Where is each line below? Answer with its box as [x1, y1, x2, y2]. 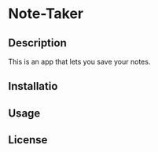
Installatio [8, 80, 58, 93]
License [8, 133, 48, 146]
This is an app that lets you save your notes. [8, 57, 151, 66]
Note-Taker [8, 5, 84, 23]
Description [8, 36, 67, 50]
